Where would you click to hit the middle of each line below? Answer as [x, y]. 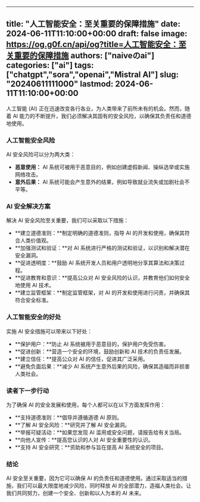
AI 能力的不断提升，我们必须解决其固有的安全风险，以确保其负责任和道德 [102, 116]
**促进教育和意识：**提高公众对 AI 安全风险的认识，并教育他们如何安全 [102, 278]
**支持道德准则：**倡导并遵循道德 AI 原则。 [68, 417]
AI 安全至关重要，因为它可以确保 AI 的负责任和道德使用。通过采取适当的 [94, 478]
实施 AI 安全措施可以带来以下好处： [49, 331]
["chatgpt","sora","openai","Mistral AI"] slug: [93, 75]
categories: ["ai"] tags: [50, 65]
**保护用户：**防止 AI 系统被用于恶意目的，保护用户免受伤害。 [92, 344]
